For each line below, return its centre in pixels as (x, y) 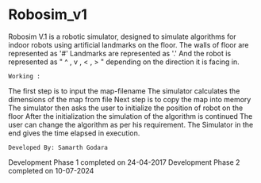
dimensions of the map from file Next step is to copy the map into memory (130, 99)
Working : (25, 76)
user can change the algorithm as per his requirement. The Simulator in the (131, 124)
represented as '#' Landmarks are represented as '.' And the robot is (120, 53)
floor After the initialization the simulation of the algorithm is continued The (130, 116)
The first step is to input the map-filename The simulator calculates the (124, 91)
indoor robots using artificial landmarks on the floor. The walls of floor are (129, 44)
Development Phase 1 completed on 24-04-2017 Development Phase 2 (124, 162)
